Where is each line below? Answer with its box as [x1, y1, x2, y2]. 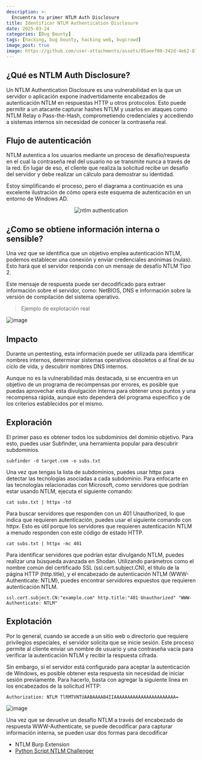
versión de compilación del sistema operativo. [6, 293, 120, 301]
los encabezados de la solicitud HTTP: [6, 682, 102, 690]
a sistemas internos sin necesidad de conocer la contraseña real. [6, 118, 167, 125]
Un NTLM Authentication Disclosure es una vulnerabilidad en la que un [6, 86, 182, 93]
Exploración [6, 418, 52, 428]
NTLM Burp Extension [14, 741, 70, 748]
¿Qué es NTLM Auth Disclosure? [6, 70, 130, 81]
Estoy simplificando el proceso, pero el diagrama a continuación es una [6, 182, 183, 190]
